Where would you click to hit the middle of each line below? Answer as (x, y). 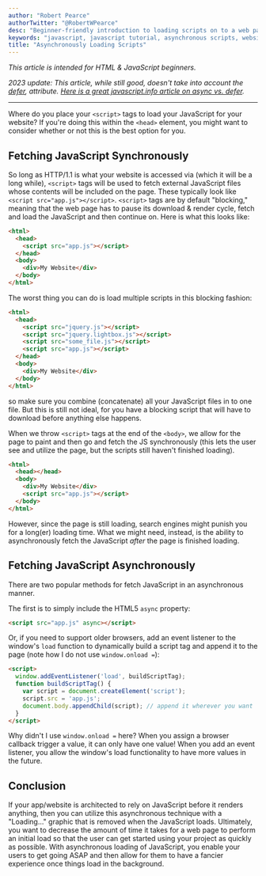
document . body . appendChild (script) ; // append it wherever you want (138, 706)
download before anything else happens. (75, 418)
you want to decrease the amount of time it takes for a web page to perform (132, 830)
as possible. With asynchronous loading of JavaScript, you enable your (124, 847)
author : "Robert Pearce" (49, 15)
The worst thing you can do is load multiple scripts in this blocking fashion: (130, 298)
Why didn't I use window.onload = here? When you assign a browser (119, 736)
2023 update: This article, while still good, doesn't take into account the (126, 83)
